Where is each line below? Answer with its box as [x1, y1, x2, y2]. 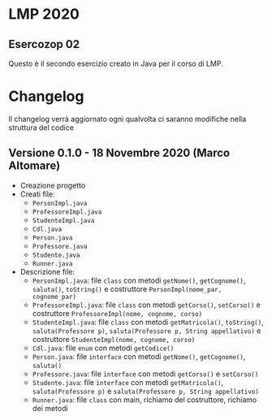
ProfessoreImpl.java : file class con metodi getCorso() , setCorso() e [32, 300, 261, 310]
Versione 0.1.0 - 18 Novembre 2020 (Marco [8, 146, 230, 160]
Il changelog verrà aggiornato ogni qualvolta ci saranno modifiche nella [8, 114, 247, 123]
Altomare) [8, 159, 61, 173]
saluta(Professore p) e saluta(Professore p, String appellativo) [32, 386, 260, 396]
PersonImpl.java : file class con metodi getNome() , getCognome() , [32, 275, 246, 285]
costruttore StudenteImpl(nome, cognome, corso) [32, 334, 196, 344]
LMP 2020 [8, 5, 80, 24]
